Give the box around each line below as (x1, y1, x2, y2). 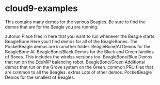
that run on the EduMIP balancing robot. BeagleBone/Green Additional (5, 59, 145, 65)
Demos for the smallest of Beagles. (5, 74, 75, 80)
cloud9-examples (5, 3, 78, 14)
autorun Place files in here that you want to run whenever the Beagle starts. (5, 33, 156, 39)
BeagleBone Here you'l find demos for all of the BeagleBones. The (5, 38, 138, 44)
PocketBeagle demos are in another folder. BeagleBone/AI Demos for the (5, 43, 151, 49)
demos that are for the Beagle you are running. (5, 24, 98, 29)
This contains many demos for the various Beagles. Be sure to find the (5, 19, 145, 25)
